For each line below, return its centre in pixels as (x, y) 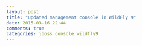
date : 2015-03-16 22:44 (36, 23)
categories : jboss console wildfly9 (52, 34)
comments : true (25, 28)
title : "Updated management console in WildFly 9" (71, 17)
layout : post (23, 12)
